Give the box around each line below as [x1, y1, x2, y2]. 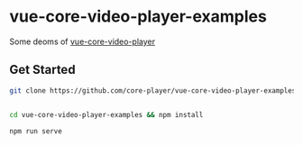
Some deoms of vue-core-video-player [9, 36, 156, 47]
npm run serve [9, 126, 63, 136]
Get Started [9, 62, 76, 77]
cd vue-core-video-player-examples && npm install [9, 110, 204, 119]
